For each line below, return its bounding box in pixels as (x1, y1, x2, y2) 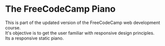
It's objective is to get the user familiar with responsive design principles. (5, 30, 155, 36)
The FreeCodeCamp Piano (5, 3, 116, 15)
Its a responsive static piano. (5, 35, 64, 41)
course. (5, 24, 21, 30)
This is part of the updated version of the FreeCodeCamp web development (5, 20, 161, 25)
